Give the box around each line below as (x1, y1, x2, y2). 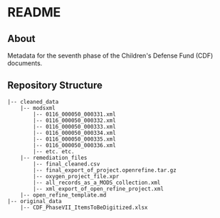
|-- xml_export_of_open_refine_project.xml (33, 185, 164, 192)
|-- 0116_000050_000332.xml (33, 116, 116, 124)
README (7, 4, 61, 21)
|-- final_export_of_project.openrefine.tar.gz (33, 166, 177, 174)
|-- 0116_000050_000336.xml (33, 141, 116, 149)
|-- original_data (7, 197, 62, 205)
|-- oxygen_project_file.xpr (33, 173, 120, 180)
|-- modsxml (20, 104, 56, 111)
